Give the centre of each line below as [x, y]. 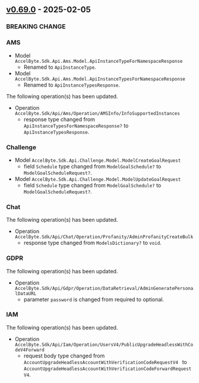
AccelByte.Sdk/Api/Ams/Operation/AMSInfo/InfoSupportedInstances [97, 113]
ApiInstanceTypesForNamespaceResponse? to [76, 125]
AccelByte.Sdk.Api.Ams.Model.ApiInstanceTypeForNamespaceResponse [99, 61]
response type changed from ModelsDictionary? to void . [92, 243]
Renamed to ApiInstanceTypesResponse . [72, 85]
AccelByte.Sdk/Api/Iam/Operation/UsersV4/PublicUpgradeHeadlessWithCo [104, 344]
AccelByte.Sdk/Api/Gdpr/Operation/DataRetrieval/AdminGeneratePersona [104, 288]
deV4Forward [29, 350]
